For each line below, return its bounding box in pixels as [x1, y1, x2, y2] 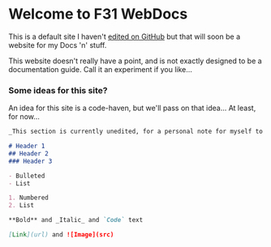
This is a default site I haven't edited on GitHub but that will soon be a [8, 32, 241, 41]
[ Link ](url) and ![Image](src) [8, 231, 114, 239]
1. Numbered [8, 194, 49, 202]
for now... [8, 112, 41, 121]
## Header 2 [8, 149, 49, 158]
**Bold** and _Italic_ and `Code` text [8, 216, 144, 224]
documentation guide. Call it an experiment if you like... [8, 64, 193, 74]
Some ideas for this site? [8, 84, 108, 96]
